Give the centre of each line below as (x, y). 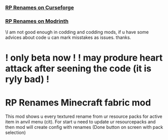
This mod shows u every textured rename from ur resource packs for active (84, 116)
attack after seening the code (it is (78, 68)
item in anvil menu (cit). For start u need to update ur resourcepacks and (80, 122)
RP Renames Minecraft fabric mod (78, 102)
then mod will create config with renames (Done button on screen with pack (84, 127)
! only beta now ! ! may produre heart (84, 58)
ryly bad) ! (27, 79)
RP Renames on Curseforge (40, 8)
